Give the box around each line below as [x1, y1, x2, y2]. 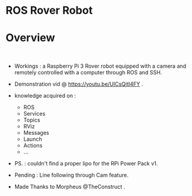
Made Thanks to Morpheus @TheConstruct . [14, 183, 126, 191]
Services [23, 110, 46, 117]
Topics [23, 116, 40, 123]
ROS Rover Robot [5, 4, 93, 17]
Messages [23, 129, 49, 137]
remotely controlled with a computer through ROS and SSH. [14, 69, 163, 76]
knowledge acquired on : [14, 92, 76, 99]
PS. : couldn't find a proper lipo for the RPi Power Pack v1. [14, 160, 158, 167]
